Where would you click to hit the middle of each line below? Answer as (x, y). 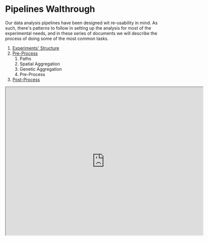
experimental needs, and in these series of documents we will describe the (81, 33)
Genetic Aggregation (41, 69)
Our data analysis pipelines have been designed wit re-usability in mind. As (81, 23)
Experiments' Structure (36, 48)
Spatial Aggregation (40, 64)
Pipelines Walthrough (50, 9)
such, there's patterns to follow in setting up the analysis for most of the (78, 28)
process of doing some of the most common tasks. (57, 39)
